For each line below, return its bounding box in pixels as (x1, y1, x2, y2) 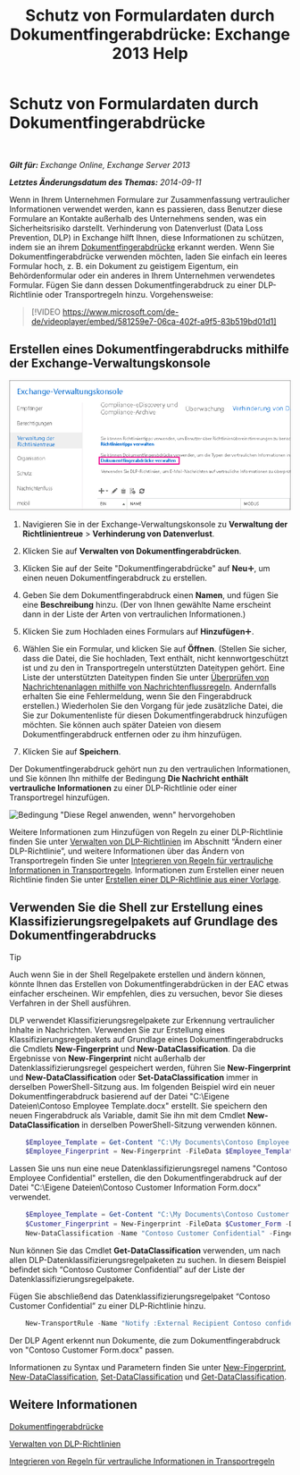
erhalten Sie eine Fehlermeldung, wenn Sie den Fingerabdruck (21, 690, 253, 702)
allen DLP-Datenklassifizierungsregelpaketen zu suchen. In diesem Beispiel (9, 1254, 287, 1265)
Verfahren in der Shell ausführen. (9, 998, 131, 1008)
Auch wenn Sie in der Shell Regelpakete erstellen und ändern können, (9, 969, 266, 980)
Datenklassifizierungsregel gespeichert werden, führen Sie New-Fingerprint (9, 1062, 291, 1073)
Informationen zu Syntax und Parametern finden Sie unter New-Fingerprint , (9, 1361, 287, 1372)
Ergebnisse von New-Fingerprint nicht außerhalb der (9, 1052, 206, 1064)
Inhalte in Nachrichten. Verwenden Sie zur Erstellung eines (9, 1024, 226, 1035)
